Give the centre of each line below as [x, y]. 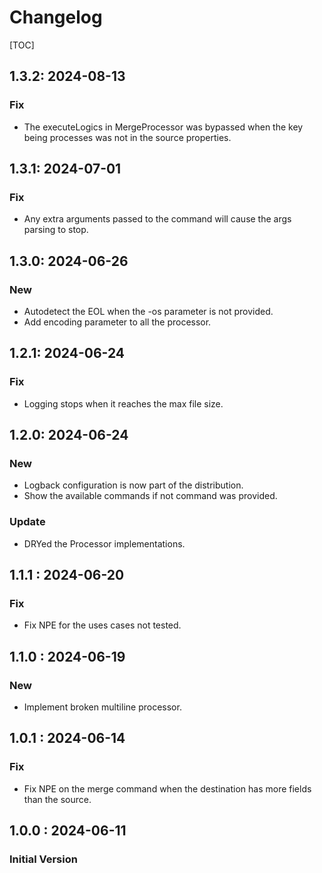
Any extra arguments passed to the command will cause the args [157, 219]
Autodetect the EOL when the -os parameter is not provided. [148, 311]
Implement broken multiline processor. [102, 707]
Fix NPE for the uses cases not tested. [102, 625]
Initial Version [43, 859]
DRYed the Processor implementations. [104, 543]
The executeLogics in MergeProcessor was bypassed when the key [163, 127]
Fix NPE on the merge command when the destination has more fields [167, 788]
